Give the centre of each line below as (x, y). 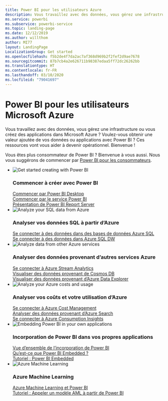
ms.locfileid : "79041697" (32, 80)
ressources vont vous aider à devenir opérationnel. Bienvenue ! (70, 145)
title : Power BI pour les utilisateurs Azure (53, 10)
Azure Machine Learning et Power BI (50, 388)
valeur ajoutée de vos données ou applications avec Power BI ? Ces (75, 140)
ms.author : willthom (27, 38)
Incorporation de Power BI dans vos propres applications (83, 337)
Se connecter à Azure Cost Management (54, 308)
